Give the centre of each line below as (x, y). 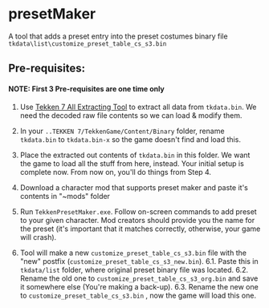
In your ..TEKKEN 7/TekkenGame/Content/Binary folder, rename (122, 131)
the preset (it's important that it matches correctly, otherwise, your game (140, 229)
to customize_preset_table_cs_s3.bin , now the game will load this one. (138, 295)
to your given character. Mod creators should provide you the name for (137, 220)
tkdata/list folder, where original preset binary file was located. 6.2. (134, 269)
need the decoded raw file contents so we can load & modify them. (131, 115)
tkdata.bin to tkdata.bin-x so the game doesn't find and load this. (130, 139)
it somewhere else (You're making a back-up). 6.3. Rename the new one (139, 286)
